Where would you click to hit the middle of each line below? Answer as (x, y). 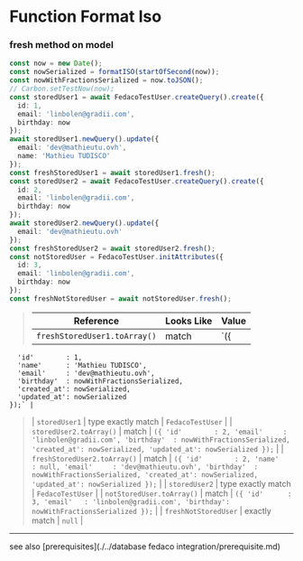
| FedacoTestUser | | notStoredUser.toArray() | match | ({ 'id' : (161, 493)
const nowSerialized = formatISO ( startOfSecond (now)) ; (115, 72)
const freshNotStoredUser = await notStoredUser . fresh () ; (120, 299)
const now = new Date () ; (56, 64)
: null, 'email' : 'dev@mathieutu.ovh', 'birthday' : (145, 467)
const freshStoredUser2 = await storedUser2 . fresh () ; (113, 248)
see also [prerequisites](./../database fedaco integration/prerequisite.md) (145, 546)
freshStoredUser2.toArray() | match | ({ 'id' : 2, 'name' (155, 458)
